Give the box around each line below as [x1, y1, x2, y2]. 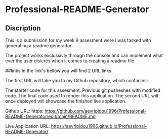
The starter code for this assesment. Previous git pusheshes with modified [5, 87, 161, 93]
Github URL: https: [5, 108, 44, 114]
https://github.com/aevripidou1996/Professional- [45, 108, 147, 114]
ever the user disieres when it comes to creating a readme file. [5, 58, 136, 64]
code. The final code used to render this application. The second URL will [5, 93, 158, 98]
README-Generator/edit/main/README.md [5, 113, 96, 119]
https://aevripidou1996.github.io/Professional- [51, 123, 147, 129]
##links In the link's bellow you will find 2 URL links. [5, 67, 113, 74]
